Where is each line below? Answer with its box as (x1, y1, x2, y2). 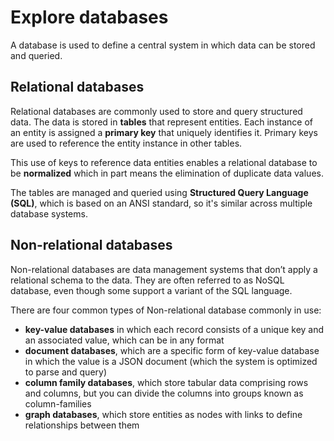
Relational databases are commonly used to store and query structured (10, 105, 303, 117)
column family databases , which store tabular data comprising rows (24, 376, 309, 388)
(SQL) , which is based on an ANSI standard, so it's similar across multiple (10, 197, 313, 209)
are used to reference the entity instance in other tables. (10, 137, 243, 149)
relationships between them (24, 419, 140, 431)
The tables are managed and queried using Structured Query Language (10, 186, 309, 198)
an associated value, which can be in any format (24, 334, 225, 346)
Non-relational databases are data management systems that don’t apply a (10, 263, 318, 275)
